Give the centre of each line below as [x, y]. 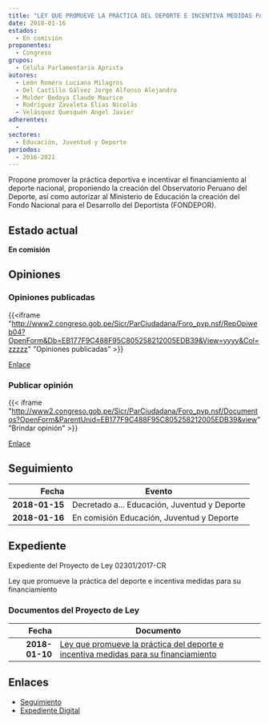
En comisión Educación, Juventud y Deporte [155, 517]
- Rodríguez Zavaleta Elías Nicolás [76, 105]
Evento [159, 491]
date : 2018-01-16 [37, 23]
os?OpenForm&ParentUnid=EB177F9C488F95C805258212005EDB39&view [133, 420]
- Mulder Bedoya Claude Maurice [70, 98]
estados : [23, 30]
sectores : [25, 134]
